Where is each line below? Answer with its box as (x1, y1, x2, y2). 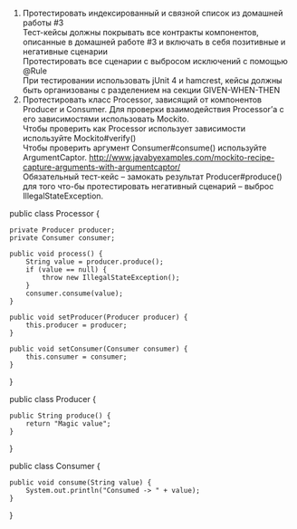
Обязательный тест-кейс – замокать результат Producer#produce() (22, 171, 283, 182)
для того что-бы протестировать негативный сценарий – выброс (22, 181, 274, 191)
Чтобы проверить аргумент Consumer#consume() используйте (22, 142, 267, 153)
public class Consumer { (9, 461, 101, 471)
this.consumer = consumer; (25, 352, 128, 361)
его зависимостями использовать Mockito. (22, 113, 190, 124)
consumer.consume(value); (25, 289, 124, 298)
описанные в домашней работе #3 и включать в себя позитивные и (22, 36, 286, 47)
